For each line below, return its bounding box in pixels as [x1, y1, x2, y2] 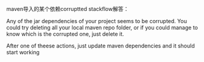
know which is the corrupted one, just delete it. [6, 30, 124, 38]
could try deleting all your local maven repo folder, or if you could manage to [6, 24, 198, 31]
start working [6, 49, 40, 56]
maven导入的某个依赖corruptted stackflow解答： [6, 5, 129, 12]
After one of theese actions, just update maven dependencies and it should [6, 42, 195, 49]
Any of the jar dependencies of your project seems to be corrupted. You [6, 18, 188, 24]
